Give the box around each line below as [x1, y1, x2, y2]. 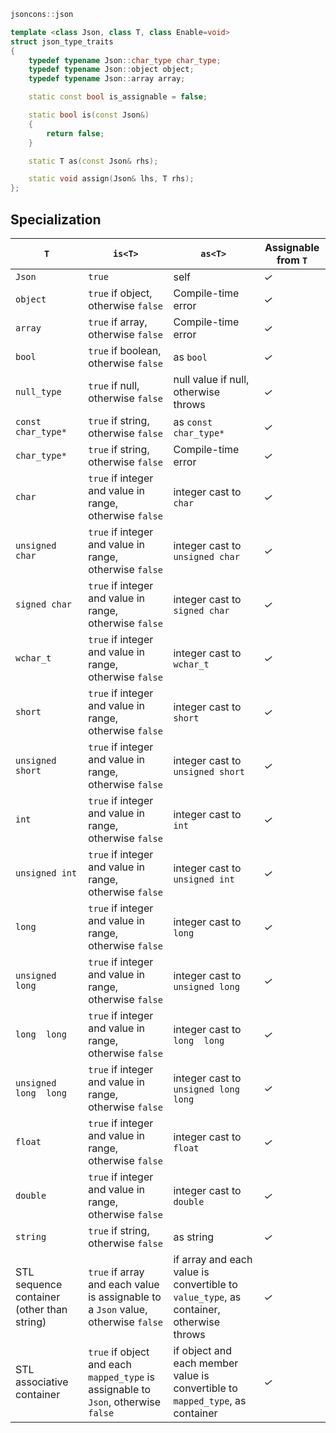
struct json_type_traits [10, 36, 114, 47]
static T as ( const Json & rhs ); [28, 156, 159, 166]
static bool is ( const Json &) [28, 110, 150, 120]
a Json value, [88, 1302, 148, 1316]
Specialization [10, 211, 102, 228]
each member [173, 1356, 239, 1370]
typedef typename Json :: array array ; [28, 74, 186, 84]
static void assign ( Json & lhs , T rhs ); [28, 174, 195, 184]
